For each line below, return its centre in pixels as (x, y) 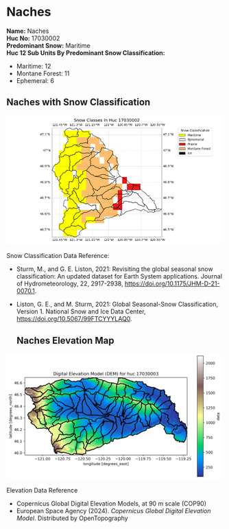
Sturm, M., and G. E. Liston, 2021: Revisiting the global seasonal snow (114, 269)
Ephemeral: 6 (35, 80)
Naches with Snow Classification (79, 103)
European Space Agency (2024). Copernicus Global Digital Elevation (113, 511)
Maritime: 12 (34, 66)
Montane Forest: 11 (43, 73)
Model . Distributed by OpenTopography (72, 518)
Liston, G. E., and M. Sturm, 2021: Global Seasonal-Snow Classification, (117, 304)
